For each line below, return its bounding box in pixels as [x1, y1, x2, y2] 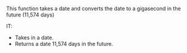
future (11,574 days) [6, 11, 55, 18]
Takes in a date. [14, 34, 54, 41]
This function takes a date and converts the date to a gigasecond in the [6, 5, 181, 12]
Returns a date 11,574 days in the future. [14, 41, 113, 47]
